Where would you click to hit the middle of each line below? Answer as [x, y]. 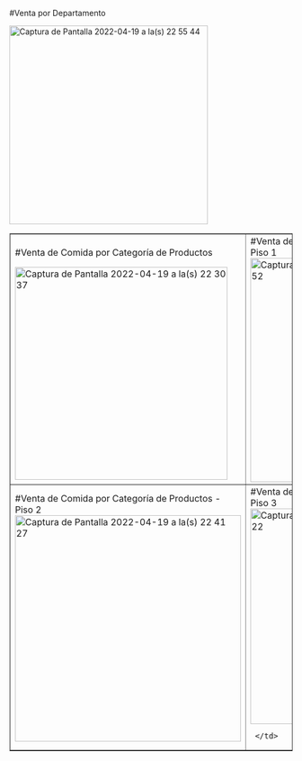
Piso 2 [28, 510]
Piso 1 [263, 253]
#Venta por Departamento [58, 13]
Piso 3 [263, 503]
